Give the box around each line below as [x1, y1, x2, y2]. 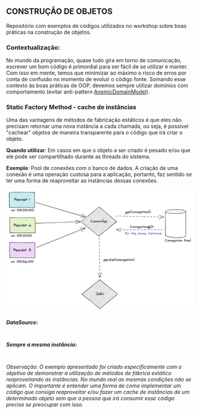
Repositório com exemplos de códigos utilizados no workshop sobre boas [6, 22, 187, 29]
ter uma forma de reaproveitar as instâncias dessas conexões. [6, 177, 158, 184]
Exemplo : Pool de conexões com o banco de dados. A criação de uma [6, 165, 178, 172]
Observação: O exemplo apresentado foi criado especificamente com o [6, 363, 182, 370]
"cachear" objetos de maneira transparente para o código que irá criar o [6, 129, 183, 136]
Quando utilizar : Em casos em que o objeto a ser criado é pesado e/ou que [6, 147, 191, 154]
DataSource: [6, 319, 39, 326]
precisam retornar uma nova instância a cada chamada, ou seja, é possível [6, 123, 189, 130]
